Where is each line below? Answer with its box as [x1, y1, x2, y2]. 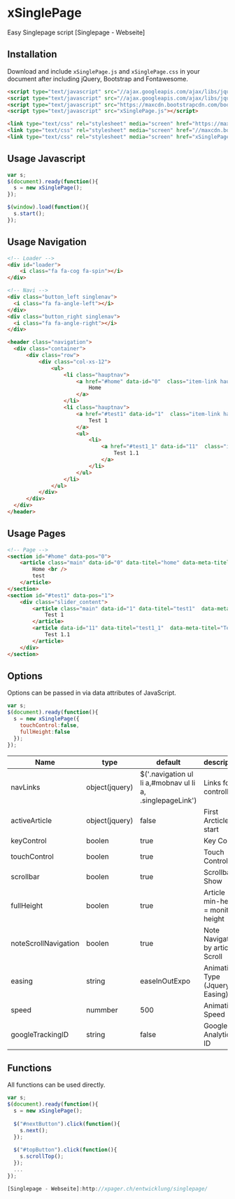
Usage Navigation [7, 236, 87, 248]
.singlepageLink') [139, 795, 197, 805]
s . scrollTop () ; [20, 1153, 64, 1160]
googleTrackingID [10, 1029, 69, 1039]
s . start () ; [13, 210, 45, 217]
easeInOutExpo [139, 976, 191, 986]
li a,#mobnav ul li [139, 777, 196, 787]
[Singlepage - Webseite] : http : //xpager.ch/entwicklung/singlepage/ [7, 1185, 208, 1192]
